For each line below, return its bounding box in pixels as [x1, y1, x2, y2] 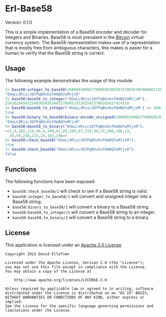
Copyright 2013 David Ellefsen [5, 251, 70, 257]
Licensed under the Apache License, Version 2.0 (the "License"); [5, 260, 145, 265]
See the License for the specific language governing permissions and [5, 303, 154, 309]
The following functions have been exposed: [5, 178, 96, 184]
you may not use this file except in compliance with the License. [5, 264, 147, 269]
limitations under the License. [5, 308, 72, 313]
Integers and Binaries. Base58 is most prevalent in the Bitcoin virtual [5, 34, 144, 40]
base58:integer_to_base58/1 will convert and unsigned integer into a [12, 193, 152, 199]
